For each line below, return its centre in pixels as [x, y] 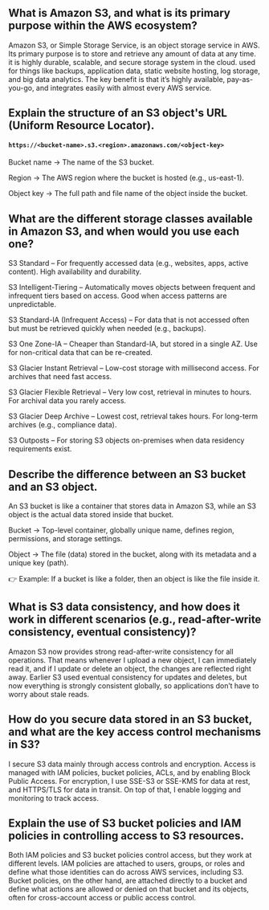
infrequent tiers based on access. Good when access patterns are [118, 296]
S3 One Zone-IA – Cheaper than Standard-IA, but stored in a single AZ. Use [133, 344]
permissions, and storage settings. [65, 539]
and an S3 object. [53, 486]
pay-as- [240, 79]
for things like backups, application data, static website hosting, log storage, [134, 71]
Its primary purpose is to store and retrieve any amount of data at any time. [132, 53]
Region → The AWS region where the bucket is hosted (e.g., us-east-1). [126, 178]
